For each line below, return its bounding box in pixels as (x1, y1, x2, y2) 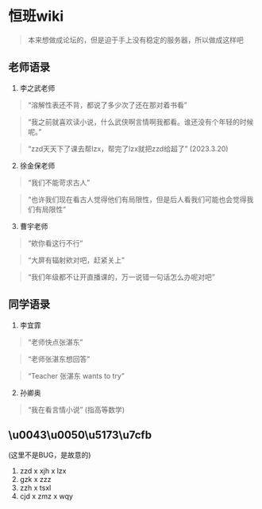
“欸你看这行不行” (27, 238, 83, 247)
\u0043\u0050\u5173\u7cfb (8, 428, 152, 441)
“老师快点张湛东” (27, 337, 83, 347)
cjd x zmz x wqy (19, 492, 74, 501)
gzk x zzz (19, 475, 52, 484)
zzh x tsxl (19, 483, 52, 493)
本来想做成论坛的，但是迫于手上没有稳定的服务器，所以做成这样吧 (27, 35, 244, 45)
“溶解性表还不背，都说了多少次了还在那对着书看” (27, 100, 188, 110)
